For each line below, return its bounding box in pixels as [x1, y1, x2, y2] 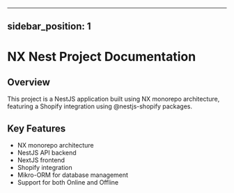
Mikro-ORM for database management [17, 171, 129, 179]
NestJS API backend [17, 148, 77, 157]
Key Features [7, 122, 66, 134]
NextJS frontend [17, 156, 65, 164]
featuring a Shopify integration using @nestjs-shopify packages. [7, 102, 193, 110]
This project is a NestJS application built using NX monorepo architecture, [7, 95, 220, 103]
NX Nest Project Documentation [7, 48, 196, 64]
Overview [7, 76, 51, 88]
